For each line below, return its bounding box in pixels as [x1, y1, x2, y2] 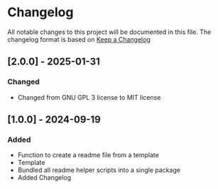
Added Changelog [17, 173, 72, 182]
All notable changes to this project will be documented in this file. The [7, 28, 212, 36]
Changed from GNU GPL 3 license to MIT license [17, 93, 161, 101]
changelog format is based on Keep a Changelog [7, 35, 151, 43]
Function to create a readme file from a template [17, 151, 160, 159]
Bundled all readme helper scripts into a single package [17, 166, 181, 174]
